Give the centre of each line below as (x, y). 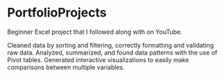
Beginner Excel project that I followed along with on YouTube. (95, 32)
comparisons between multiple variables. (66, 67)
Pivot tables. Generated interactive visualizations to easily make (98, 59)
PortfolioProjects (57, 13)
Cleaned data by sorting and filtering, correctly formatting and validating (111, 45)
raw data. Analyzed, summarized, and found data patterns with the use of (112, 52)
